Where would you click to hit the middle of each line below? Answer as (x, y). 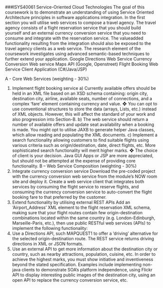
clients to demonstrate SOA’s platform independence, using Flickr (87, 270)
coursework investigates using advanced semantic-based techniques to (77, 54)
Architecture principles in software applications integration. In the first (75, 17)
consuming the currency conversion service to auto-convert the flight (82, 192)
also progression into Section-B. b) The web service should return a (80, 119)
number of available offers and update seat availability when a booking (83, 124)
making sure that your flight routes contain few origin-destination (77, 213)
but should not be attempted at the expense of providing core (74, 161)
